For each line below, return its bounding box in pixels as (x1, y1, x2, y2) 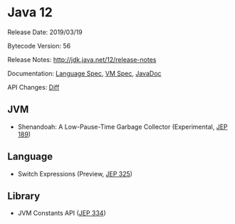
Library (7, 190, 41, 202)
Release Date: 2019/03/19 (7, 28, 83, 36)
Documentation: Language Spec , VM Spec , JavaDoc (7, 69, 162, 78)
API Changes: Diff (7, 82, 60, 91)
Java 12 (7, 4, 53, 21)
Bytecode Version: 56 (7, 41, 71, 50)
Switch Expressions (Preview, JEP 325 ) (17, 169, 133, 178)
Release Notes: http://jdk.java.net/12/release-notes (7, 55, 157, 64)
